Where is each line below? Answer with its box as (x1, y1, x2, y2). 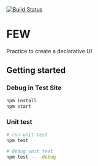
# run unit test (6, 132, 48, 138)
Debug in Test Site (6, 83, 62, 92)
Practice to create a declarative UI (6, 47, 92, 55)
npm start (6, 103, 32, 110)
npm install (6, 97, 37, 104)
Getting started (6, 65, 66, 76)
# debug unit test (6, 148, 53, 154)
